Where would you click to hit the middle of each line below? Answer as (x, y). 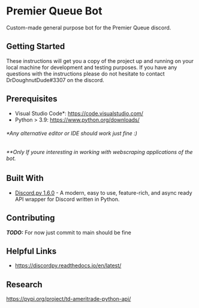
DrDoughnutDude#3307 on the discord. (55, 80)
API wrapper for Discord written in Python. (67, 199)
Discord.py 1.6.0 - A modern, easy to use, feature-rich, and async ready (104, 192)
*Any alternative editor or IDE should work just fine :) (72, 134)
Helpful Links (31, 251)
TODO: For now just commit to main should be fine (69, 232)
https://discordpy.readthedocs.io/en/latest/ (68, 265)
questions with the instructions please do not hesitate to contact (85, 74)
